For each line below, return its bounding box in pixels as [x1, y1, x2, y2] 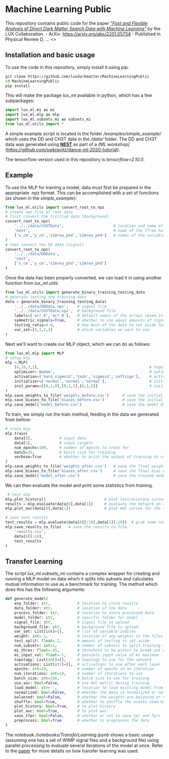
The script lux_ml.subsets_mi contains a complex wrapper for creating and [5, 570, 160, 577]
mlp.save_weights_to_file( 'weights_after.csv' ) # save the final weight [5, 464, 165, 469]
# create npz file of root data [5, 209, 73, 214]
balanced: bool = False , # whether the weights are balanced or [14, 695, 161, 700]
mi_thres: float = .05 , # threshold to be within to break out [14, 648, 161, 653]
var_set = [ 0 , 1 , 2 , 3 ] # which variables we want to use [14, 327, 150, 332]
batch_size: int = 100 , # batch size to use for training [14, 676, 150, 681]
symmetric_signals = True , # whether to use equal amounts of [14, 318, 152, 323]
